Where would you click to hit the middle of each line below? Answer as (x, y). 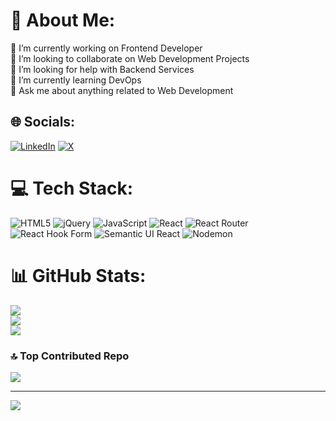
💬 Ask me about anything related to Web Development (122, 90)
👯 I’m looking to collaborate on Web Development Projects (130, 58)
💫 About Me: (63, 20)
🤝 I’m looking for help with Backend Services (102, 69)
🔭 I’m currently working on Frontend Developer (106, 48)
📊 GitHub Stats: (78, 275)
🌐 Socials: (43, 122)
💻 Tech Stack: (72, 188)
